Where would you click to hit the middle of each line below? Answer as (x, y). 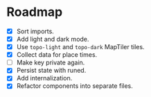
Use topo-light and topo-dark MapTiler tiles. (80, 47)
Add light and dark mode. (53, 39)
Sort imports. (35, 31)
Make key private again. (51, 62)
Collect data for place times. (57, 55)
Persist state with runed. (51, 71)
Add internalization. (44, 78)
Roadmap (35, 12)
